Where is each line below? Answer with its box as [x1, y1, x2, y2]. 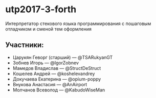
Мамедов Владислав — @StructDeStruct [12, 65, 101, 71]
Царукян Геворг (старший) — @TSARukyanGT [12, 54, 113, 60]
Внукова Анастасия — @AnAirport [12, 81, 87, 87]
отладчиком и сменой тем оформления [5, 26, 92, 32]
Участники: [5, 41, 44, 50]
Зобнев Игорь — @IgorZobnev [12, 60, 79, 66]
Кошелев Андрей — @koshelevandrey [12, 70, 95, 77]
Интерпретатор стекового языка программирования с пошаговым [5, 20, 151, 27]
